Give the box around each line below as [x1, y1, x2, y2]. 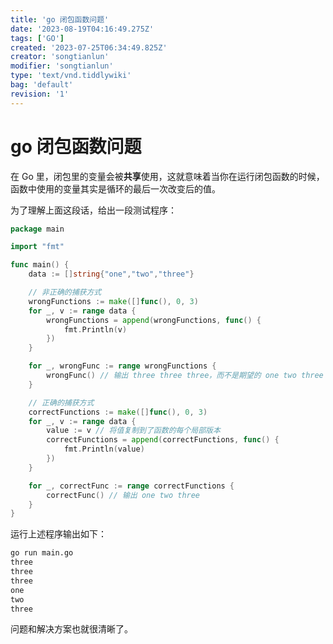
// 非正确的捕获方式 [28, 287, 102, 298]
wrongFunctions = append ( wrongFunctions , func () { [46, 315, 262, 325]
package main [10, 224, 65, 234]
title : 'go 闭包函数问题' [10, 14, 110, 25]
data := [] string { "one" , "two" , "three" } [28, 269, 195, 280]
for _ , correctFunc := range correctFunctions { [28, 481, 235, 491]
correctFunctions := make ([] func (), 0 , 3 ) [28, 407, 208, 417]
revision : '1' [10, 89, 70, 99]
